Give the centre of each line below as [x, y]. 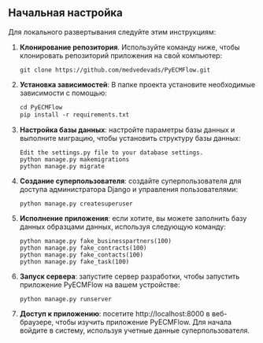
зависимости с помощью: [63, 93]
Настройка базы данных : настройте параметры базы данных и [127, 130]
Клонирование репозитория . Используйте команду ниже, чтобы [130, 47]
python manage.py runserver [65, 299]
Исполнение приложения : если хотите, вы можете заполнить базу [133, 218]
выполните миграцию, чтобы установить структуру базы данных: [130, 138]
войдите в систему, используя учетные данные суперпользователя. [135, 330]
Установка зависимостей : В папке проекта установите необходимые [137, 84]
